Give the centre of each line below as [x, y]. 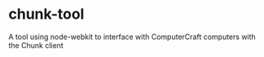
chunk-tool [46, 14]
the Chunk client [36, 45]
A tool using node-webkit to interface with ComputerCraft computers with [132, 37]
